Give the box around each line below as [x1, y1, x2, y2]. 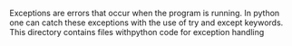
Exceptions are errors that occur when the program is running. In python [9, 8, 280, 18]
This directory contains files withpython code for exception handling [9, 27, 265, 37]
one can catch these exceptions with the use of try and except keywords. [9, 17, 284, 28]
